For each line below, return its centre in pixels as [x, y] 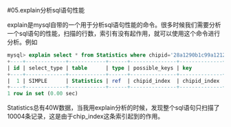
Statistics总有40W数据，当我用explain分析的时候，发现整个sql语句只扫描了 [113, 108]
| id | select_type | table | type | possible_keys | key [100, 68]
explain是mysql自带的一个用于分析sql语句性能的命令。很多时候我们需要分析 [114, 25]
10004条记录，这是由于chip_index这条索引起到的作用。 [86, 117]
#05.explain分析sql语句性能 [46, 10]
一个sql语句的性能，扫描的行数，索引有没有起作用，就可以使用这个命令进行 [114, 33]
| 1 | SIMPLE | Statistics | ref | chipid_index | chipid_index [113, 81]
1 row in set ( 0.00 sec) [43, 94]
